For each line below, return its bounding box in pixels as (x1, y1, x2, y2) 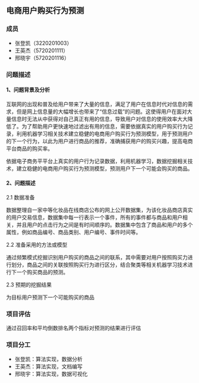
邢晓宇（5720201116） (14, 54, 70, 61)
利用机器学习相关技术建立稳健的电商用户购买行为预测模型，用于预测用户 (16, 130, 193, 137)
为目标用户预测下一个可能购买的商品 (6, 294, 95, 301)
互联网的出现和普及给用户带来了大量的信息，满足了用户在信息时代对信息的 (6, 100, 188, 108)
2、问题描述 (6, 179, 36, 186)
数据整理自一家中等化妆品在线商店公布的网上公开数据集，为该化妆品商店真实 (6, 207, 193, 214)
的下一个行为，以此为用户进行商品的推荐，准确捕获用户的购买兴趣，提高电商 (6, 137, 193, 144)
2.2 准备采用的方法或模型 (6, 242, 68, 249)
